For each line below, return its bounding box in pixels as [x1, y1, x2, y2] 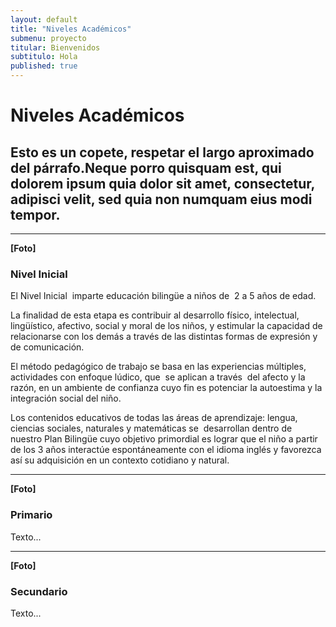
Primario [10, 508, 53, 522]
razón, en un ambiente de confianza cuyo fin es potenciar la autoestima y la [10, 382, 323, 394]
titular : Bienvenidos [10, 42, 101, 53]
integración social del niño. [10, 392, 122, 405]
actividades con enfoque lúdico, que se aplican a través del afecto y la [10, 371, 306, 383]
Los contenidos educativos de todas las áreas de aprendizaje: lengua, [10, 412, 298, 424]
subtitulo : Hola [10, 52, 78, 62]
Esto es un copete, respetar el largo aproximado [10, 144, 315, 161]
